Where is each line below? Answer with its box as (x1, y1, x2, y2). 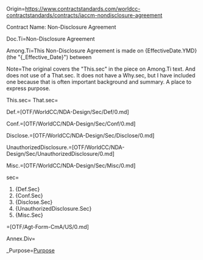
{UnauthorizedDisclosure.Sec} (15, 205, 92, 212)
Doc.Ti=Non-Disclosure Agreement (6, 35, 95, 42)
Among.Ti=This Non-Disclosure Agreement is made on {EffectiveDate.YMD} (6, 47, 197, 54)
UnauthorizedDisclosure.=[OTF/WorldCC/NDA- (6, 144, 125, 151)
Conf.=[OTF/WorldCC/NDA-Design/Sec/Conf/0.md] (6, 120, 136, 127)
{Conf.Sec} (15, 192, 44, 199)
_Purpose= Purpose (6, 247, 55, 254)
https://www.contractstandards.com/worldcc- (25, 5, 141, 12)
